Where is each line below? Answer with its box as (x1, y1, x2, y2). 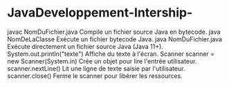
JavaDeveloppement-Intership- (7, 5, 193, 21)
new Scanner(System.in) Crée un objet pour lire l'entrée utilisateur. (7, 57, 197, 65)
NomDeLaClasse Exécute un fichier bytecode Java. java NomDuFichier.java (7, 35, 223, 43)
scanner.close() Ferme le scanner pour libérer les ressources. (7, 71, 183, 80)
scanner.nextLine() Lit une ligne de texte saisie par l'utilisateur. (7, 64, 185, 72)
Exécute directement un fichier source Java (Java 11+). (7, 42, 164, 50)
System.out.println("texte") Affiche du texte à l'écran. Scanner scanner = (7, 50, 215, 58)
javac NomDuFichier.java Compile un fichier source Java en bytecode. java (7, 28, 221, 36)
